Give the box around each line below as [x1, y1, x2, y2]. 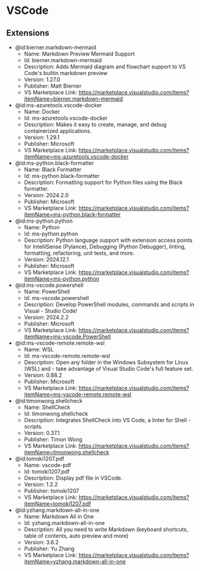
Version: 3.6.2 [24, 539, 59, 546]
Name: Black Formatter [24, 166, 82, 173]
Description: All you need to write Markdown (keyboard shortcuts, [24, 526, 189, 533]
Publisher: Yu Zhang [24, 545, 75, 552]
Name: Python [24, 224, 60, 230]
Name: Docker [24, 108, 60, 115]
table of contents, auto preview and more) [24, 532, 129, 539]
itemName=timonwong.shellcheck [24, 449, 110, 455]
